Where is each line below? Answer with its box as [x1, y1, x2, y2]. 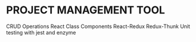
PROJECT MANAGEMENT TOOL [6, 3, 165, 17]
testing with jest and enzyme [6, 29, 76, 36]
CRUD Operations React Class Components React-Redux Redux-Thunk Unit [6, 23, 191, 30]
